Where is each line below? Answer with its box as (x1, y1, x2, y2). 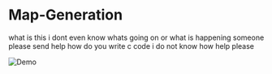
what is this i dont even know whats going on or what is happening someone (8, 33, 265, 42)
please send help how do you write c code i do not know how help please (8, 41, 254, 50)
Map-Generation (8, 6, 123, 24)
